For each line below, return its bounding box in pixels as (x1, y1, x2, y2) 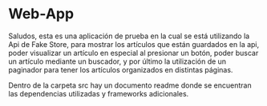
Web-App (8, 5, 75, 23)
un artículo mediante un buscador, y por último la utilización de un (8, 57, 227, 66)
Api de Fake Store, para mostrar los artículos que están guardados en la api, (8, 39, 260, 49)
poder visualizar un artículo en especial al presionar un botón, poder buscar (8, 48, 259, 57)
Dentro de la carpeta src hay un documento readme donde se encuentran (8, 80, 252, 90)
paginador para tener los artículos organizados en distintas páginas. (8, 65, 233, 74)
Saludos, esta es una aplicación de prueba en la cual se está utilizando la (8, 31, 250, 41)
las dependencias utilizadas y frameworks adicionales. (8, 88, 189, 98)
